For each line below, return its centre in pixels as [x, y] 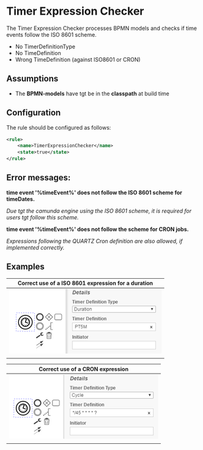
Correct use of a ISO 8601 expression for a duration [85, 283]
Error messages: [39, 178]
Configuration [34, 113]
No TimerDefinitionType [45, 46]
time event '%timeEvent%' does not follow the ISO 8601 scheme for [94, 192]
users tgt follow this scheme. [43, 217]
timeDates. [21, 199]
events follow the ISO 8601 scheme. [51, 34]
